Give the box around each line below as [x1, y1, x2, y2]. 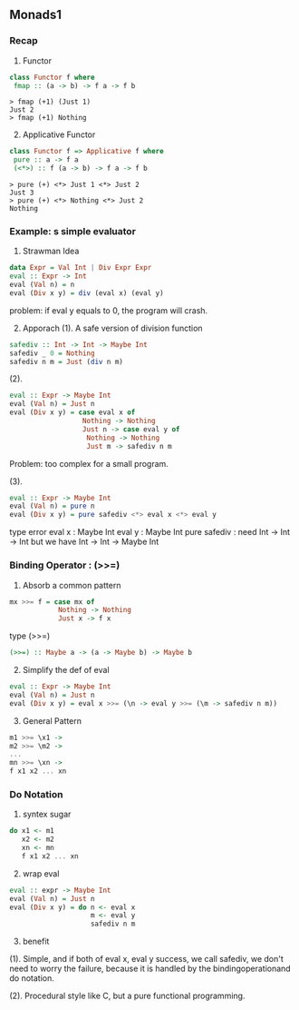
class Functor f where [9, 73, 95, 82]
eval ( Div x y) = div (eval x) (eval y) [9, 288, 165, 298]
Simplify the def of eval [22, 665, 111, 676]
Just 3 [9, 188, 34, 198]
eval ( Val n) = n [9, 281, 75, 290]
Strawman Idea [22, 245, 80, 257]
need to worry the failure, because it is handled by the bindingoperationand [9, 963, 292, 975]
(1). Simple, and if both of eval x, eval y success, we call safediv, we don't [9, 954, 284, 965]
